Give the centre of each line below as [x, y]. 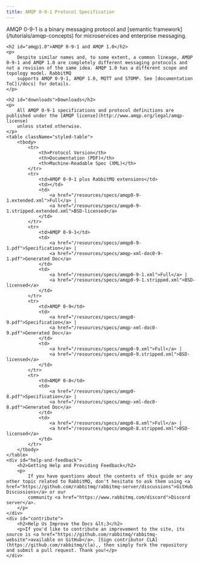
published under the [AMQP [40, 116]
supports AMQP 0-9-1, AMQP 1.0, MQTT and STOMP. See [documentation [105, 78]
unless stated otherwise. [50, 126]
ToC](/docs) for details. [39, 84]
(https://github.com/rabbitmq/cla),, [54, 545]
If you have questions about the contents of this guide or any [110, 476]
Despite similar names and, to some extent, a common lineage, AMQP [105, 57]
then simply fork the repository [145, 545]
